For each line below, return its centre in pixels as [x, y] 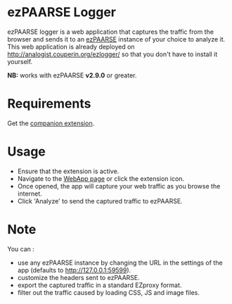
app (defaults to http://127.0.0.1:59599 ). [74, 270]
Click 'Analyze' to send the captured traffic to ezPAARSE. [100, 201]
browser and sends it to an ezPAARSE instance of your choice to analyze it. [116, 39]
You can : [21, 249]
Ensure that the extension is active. [68, 171]
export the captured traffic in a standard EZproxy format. [99, 285]
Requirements [49, 104]
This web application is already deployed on [71, 46]
